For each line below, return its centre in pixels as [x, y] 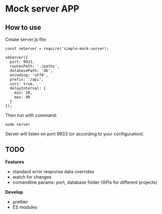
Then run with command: [31, 115]
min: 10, [23, 93]
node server [18, 124]
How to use [23, 27]
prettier [20, 201]
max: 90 [22, 97]
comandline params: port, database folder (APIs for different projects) [85, 182]
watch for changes [32, 177]
